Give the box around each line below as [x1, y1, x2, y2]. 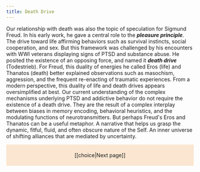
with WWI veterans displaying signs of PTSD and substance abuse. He [6, 50, 180, 57]
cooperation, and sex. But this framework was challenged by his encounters [6, 44, 193, 51]
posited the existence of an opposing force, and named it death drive [6, 57, 177, 64]
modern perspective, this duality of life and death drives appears [6, 82, 165, 89]
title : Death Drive [6, 8, 55, 15]
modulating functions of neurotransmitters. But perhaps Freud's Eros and [6, 114, 186, 121]
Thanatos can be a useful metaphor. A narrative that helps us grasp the [6, 120, 181, 127]
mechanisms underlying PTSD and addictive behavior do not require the [6, 95, 183, 102]
